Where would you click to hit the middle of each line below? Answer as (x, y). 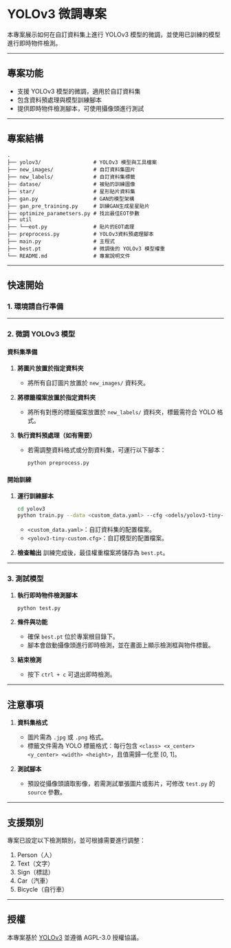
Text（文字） (35, 863)
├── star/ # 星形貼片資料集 (71, 191)
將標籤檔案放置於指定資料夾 (56, 398)
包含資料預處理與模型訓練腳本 (59, 100)
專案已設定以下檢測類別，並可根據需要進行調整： (76, 840)
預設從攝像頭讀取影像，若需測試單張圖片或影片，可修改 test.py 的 (121, 784)
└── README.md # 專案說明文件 (69, 256)
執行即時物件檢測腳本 (47, 595)
